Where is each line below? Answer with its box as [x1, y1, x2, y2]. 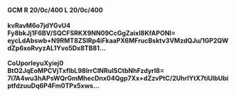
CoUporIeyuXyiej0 [7, 59, 64, 67]
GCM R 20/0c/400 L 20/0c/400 [7, 6, 103, 14]
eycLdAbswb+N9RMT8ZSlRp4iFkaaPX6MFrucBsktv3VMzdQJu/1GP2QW [7, 36, 229, 45]
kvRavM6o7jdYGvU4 [7, 21, 71, 30]
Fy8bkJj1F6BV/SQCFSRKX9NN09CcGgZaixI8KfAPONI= [7, 29, 176, 38]
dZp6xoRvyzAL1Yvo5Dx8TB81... [7, 44, 107, 52]
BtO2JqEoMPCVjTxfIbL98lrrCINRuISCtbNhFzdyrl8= [7, 67, 165, 75]
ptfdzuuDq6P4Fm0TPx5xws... [7, 81, 100, 90]
